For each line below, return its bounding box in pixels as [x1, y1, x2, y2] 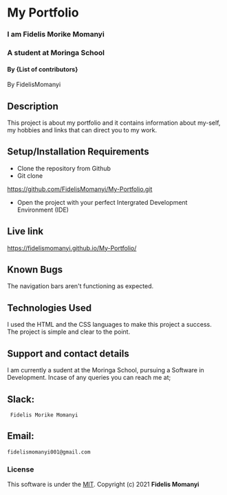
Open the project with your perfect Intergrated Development [17, 198, 188, 206]
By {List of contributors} [7, 65, 78, 73]
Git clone [17, 171, 43, 180]
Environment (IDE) [17, 205, 69, 214]
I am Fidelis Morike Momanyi [7, 30, 105, 39]
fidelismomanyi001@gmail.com [7, 448, 91, 456]
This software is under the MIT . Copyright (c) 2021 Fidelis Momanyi [7, 481, 199, 489]
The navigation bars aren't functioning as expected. [7, 282, 154, 290]
